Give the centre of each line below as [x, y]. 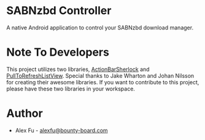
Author [25, 113]
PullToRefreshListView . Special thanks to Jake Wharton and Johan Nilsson [100, 76]
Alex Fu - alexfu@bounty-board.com [62, 130]
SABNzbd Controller [59, 11]
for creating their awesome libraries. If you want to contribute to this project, [103, 82]
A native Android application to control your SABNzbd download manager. [100, 28]
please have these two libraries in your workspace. [71, 89]
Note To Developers [58, 52]
